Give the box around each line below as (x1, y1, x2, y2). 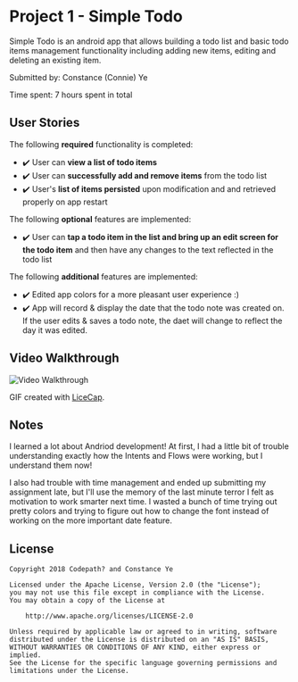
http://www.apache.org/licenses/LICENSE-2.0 (25, 611, 194, 621)
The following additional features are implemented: (9, 270, 198, 282)
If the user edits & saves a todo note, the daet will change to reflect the (21, 315, 283, 326)
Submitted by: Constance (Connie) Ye (9, 71, 148, 82)
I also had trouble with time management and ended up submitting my (9, 478, 267, 488)
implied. (9, 651, 42, 660)
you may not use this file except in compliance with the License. (9, 588, 266, 597)
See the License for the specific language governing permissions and (9, 659, 277, 668)
